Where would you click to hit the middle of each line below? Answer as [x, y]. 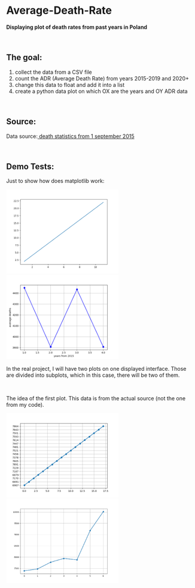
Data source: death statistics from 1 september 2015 [70, 136]
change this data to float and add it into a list [70, 85]
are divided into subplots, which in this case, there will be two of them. [93, 375]
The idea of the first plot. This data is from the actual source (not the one [96, 398]
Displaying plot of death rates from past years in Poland [77, 27]
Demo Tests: [30, 166]
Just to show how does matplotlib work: [55, 181]
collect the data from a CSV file [54, 72]
